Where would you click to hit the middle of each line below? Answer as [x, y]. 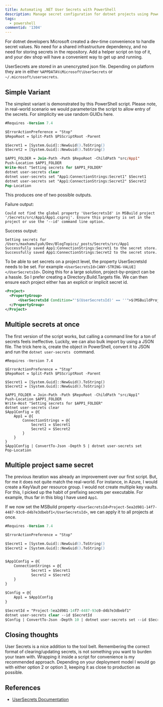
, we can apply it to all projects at [121, 512]
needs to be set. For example [34, 267]
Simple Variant [28, 92]
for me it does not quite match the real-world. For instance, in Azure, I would [81, 482]
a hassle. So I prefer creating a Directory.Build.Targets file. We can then [76, 277]
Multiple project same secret [49, 465]
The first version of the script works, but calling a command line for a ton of [81, 336]
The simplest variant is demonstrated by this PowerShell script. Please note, [81, 104]
